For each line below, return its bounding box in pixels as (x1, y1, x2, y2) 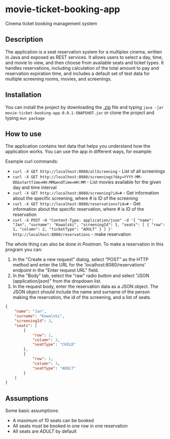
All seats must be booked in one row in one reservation (12, 423, 128, 429)
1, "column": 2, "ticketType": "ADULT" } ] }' (12, 227, 113, 232)
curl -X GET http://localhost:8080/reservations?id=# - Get (12, 201, 141, 207)
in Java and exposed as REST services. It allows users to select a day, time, (5, 54, 163, 60)
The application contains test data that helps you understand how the (5, 143, 151, 149)
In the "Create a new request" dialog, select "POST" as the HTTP (12, 256, 149, 263)
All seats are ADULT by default (12, 428, 77, 434)
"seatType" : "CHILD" (32, 342, 76, 347)
